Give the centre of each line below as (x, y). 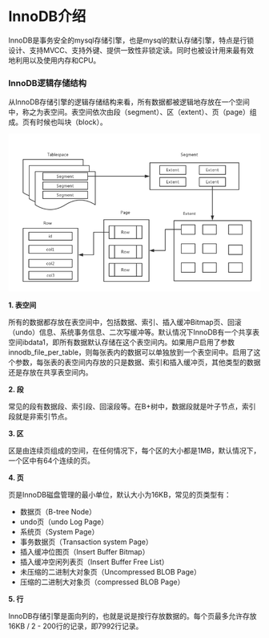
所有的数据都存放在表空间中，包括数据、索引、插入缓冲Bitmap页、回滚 (125, 323)
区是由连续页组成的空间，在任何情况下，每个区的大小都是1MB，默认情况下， (134, 451)
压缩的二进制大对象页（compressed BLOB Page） (102, 582)
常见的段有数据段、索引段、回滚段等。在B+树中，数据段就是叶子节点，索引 (132, 407)
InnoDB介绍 (47, 16)
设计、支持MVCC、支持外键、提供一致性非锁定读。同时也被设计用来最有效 (131, 50)
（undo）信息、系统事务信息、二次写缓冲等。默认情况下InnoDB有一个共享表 (134, 332)
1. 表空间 (22, 305)
